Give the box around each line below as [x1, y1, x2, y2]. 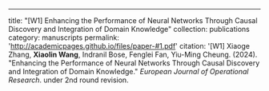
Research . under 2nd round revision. [8, 75, 130, 85]
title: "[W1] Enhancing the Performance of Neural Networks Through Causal [8, 16, 258, 25]
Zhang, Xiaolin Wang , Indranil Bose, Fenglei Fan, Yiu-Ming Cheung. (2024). [8, 49, 258, 59]
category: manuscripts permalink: [8, 33, 120, 42]
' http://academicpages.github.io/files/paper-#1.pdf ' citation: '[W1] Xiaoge [8, 42, 251, 50]
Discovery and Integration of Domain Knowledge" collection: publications [8, 25, 250, 34]
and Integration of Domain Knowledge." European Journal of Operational [8, 67, 249, 76]
